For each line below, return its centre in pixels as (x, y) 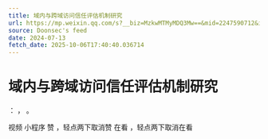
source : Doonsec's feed (48, 30)
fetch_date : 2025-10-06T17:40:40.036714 (77, 45)
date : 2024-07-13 (37, 38)
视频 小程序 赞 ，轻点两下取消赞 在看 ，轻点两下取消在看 (100, 127)
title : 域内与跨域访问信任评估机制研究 (65, 15)
